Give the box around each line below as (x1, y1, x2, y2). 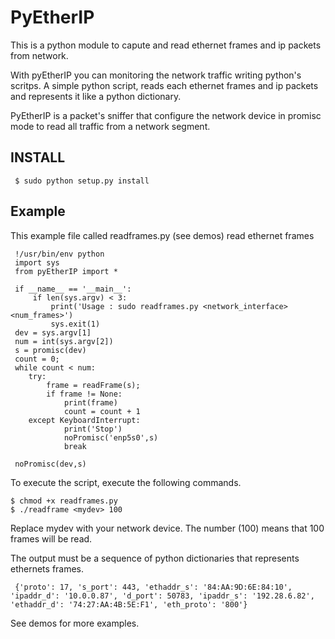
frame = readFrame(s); (46, 380, 141, 390)
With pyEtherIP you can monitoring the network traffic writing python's (10, 69, 302, 81)
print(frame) (63, 397, 118, 408)
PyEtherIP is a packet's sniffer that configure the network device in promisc (10, 109, 322, 121)
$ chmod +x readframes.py (10, 496, 118, 506)
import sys (14, 257, 60, 268)
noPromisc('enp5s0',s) (63, 432, 159, 443)
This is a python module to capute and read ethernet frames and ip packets (10, 39, 322, 51)
